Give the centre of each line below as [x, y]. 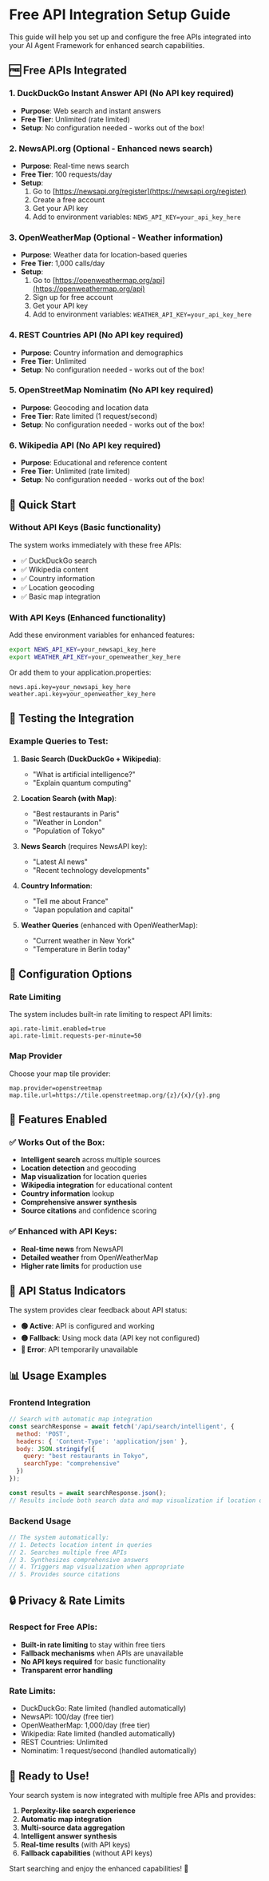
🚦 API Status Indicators [67, 1291]
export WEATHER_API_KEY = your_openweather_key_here [95, 657]
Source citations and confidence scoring [89, 1211]
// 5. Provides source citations [65, 1575]
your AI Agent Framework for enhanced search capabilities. [107, 45]
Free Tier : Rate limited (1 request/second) [89, 416]
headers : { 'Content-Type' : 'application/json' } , [102, 1441]
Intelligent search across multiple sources [91, 1160]
